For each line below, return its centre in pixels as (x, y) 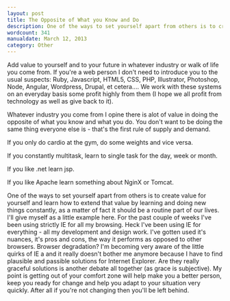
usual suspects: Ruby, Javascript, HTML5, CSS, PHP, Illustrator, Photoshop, (114, 79)
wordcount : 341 (29, 33)
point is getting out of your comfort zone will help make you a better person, (114, 276)
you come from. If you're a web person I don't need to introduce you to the (113, 72)
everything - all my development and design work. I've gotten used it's (107, 232)
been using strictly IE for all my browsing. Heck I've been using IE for (104, 225)
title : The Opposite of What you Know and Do (73, 20)
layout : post (26, 13)
